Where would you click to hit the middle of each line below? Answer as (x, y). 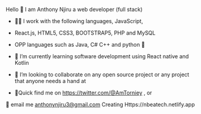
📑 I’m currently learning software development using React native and (102, 56)
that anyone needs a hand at (50, 81)
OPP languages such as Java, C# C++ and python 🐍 (80, 45)
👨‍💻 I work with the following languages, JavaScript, (79, 21)
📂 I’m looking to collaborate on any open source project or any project (102, 75)
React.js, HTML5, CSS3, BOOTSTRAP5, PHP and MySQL (85, 33)
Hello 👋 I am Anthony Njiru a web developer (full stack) (74, 9)
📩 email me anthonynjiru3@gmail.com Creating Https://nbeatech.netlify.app (100, 104)
